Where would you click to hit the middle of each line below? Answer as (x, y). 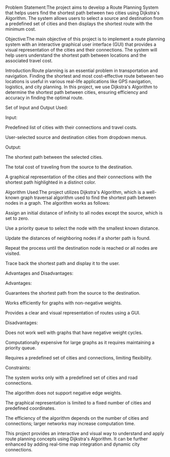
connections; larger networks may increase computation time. (70, 424)
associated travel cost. (29, 61)
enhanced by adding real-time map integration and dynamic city (73, 444)
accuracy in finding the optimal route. (45, 98)
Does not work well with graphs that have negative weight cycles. (74, 332)
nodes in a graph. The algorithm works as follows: (58, 203)
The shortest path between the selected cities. (54, 157)
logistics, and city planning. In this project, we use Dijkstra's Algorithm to (81, 87)
